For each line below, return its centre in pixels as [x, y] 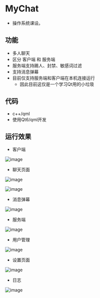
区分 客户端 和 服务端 [34, 59]
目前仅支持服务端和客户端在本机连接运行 [53, 78]
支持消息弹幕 [25, 72]
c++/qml [21, 113]
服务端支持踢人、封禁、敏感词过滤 [47, 66]
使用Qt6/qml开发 [29, 119]
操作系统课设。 [27, 23]
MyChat [22, 9]
